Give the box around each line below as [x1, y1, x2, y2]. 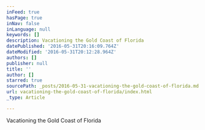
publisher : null [6, 60, 48, 66]
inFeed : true [6, 9, 40, 15]
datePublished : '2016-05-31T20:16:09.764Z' [6, 44, 120, 50]
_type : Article [6, 94, 45, 101]
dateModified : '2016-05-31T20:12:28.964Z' [6, 49, 117, 55]
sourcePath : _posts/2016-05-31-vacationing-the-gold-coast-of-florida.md [6, 83, 199, 90]
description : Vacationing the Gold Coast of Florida [6, 37, 144, 44]
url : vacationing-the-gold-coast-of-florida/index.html [6, 89, 152, 95]
